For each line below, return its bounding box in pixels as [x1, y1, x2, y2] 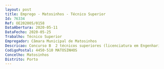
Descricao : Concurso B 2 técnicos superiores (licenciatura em [5, 43, 139, 48]
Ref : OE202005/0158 [5, 20, 45, 26]
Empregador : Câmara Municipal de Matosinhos [5, 39, 97, 44]
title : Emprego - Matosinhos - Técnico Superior [5, 12, 106, 17]
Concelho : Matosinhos [5, 52, 49, 57]
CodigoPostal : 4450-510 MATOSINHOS [5, 48, 78, 52]
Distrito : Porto [5, 57, 38, 62]
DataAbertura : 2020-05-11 [5, 25, 58, 30]
